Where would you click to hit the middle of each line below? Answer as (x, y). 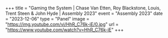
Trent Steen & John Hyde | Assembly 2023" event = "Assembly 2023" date (84, 13)
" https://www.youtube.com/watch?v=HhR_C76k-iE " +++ (65, 30)
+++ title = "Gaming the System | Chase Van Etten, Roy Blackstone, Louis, (83, 8)
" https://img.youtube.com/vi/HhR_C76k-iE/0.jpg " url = (62, 24)
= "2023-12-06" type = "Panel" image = (47, 19)
